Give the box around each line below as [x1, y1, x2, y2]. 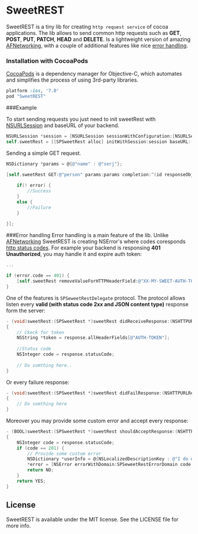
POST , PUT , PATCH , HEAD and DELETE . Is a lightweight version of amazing [6, 35, 191, 43]
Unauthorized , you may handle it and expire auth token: [6, 251, 142, 258]
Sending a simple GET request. [6, 149, 81, 157]
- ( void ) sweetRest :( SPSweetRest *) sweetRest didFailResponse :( [6, 390, 165, 396]
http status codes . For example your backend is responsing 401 [6, 244, 161, 251]
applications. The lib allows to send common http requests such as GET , [6, 29, 181, 36]
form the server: [6, 307, 45, 314]
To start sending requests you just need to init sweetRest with [6, 115, 156, 122]
